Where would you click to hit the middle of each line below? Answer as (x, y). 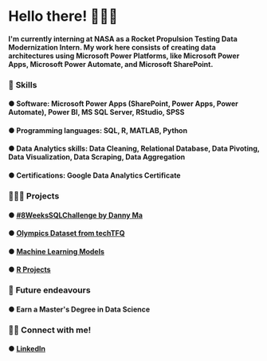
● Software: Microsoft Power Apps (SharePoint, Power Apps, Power (124, 104)
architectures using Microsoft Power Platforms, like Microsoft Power (124, 56)
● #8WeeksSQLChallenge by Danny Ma (76, 215)
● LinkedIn (27, 349)
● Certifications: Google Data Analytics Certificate (94, 175)
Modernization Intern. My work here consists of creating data (112, 47)
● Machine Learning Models (57, 251)
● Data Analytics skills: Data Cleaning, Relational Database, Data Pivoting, (134, 149)
